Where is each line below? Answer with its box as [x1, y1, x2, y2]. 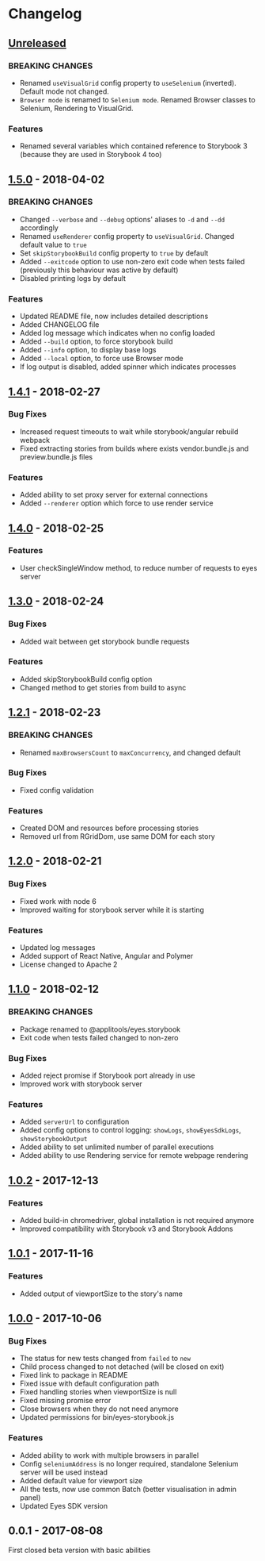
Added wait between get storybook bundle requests [19, 636, 190, 646]
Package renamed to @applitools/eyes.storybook [19, 1025, 181, 1034]
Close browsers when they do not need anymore [19, 1404, 180, 1413]
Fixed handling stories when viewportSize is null [19, 1387, 177, 1397]
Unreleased [8, 37, 67, 50]
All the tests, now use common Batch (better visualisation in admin [19, 1484, 237, 1494]
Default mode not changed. [19, 87, 109, 96]
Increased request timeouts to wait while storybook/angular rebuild [19, 426, 239, 436]
